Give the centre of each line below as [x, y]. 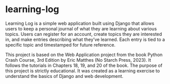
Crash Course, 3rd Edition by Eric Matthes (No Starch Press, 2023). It [78, 60]
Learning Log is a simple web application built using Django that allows [80, 23]
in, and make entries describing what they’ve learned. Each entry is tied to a [85, 39]
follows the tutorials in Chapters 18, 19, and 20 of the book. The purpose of [84, 65]
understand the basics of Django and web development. [64, 76]
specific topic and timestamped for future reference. [60, 45]
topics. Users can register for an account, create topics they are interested [84, 34]
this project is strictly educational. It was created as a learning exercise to [82, 71]
